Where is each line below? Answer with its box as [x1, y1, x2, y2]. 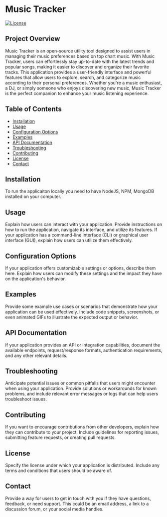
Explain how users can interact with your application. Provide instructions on [5, 221, 163, 227]
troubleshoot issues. [5, 396, 47, 402]
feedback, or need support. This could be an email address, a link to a [5, 500, 149, 506]
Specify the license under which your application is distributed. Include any [5, 462, 160, 468]
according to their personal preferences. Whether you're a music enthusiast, [5, 79, 162, 85]
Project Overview [5, 34, 60, 43]
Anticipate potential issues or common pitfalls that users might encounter [5, 380, 156, 386]
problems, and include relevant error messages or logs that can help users [5, 391, 159, 397]
